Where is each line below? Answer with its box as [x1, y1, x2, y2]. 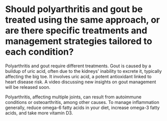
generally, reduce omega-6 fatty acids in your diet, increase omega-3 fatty [5, 104, 160, 110]
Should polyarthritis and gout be [5, 4, 143, 15]
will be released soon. [5, 84, 51, 90]
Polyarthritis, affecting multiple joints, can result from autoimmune [5, 94, 142, 100]
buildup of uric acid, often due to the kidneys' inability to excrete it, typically [5, 68, 162, 74]
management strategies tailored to [5, 36, 152, 47]
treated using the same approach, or [5, 14, 160, 26]
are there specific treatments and [5, 25, 147, 36]
